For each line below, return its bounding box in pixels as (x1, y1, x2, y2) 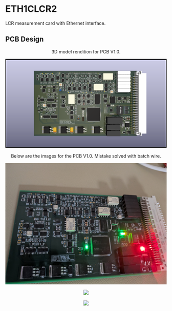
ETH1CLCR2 (5, 3, 57, 15)
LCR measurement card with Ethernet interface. (5, 20, 106, 26)
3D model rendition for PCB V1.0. (51, 48, 121, 54)
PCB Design (5, 35, 44, 44)
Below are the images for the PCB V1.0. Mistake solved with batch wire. (11, 152, 161, 159)
